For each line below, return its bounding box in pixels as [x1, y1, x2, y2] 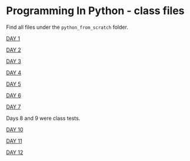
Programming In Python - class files [6, 4, 185, 18]
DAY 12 [6, 149, 24, 156]
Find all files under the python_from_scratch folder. [6, 24, 128, 31]
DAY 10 [6, 126, 24, 133]
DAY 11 [6, 137, 22, 145]
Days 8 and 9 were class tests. [6, 115, 81, 122]
